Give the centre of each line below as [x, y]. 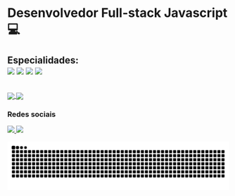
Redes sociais [32, 114]
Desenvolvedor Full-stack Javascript [118, 13]
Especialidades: [43, 60]
